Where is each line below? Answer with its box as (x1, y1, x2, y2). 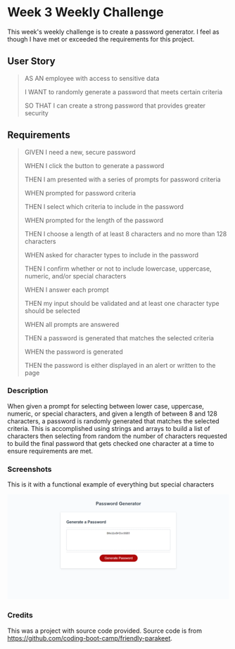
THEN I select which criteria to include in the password (24, 202, 184, 211)
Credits (7, 610, 33, 620)
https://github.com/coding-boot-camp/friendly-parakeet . (7, 634, 172, 642)
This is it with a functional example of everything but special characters (7, 480, 215, 489)
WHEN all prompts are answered (24, 320, 120, 328)
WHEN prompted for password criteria (24, 188, 136, 197)
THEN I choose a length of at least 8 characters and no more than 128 (24, 229, 227, 238)
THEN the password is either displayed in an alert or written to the (24, 361, 216, 369)
